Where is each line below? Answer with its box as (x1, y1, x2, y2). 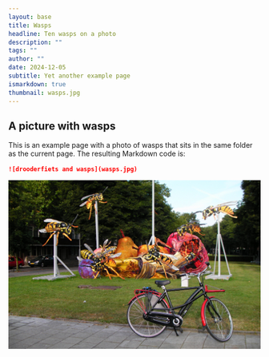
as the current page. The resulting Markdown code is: (8, 149, 186, 159)
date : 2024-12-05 (8, 64, 66, 72)
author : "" (8, 55, 45, 63)
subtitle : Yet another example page (8, 72, 130, 80)
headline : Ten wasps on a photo (8, 30, 116, 38)
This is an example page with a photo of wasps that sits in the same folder (8, 141, 253, 150)
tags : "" (8, 46, 38, 55)
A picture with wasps (8, 119, 116, 133)
